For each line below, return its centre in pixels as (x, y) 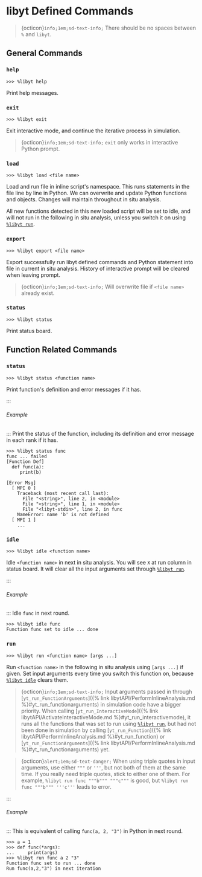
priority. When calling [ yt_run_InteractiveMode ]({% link (90, 711)
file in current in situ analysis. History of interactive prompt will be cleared (98, 268)
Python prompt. (40, 149)
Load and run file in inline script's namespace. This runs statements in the (98, 187)
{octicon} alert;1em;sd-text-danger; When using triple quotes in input (108, 761)
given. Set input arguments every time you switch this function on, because (100, 673)
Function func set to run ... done (51, 863)
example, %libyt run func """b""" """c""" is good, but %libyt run (105, 780)
